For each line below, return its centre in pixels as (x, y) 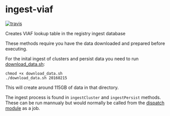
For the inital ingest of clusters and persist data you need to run (72, 59)
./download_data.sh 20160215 (36, 78)
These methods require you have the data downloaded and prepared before (85, 43)
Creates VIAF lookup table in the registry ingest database (66, 33)
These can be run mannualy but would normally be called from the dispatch (85, 103)
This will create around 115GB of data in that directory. (62, 87)
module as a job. (23, 108)
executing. (16, 49)
